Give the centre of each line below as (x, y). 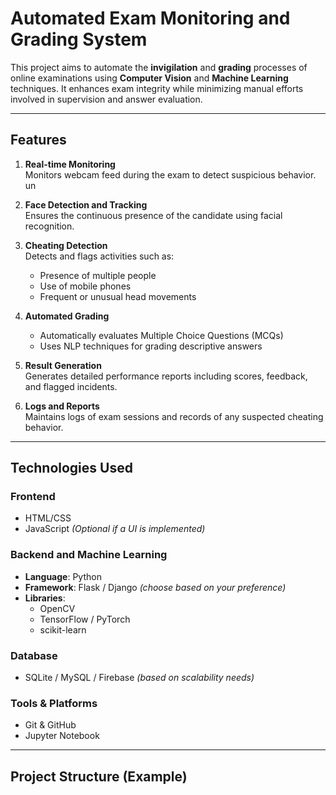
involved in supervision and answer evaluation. (106, 99)
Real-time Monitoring (70, 164)
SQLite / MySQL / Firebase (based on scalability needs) (139, 678)
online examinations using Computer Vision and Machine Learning (149, 78)
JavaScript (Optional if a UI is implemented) (115, 529)
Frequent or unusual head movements (118, 296)
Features (38, 140)
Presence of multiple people (98, 275)
